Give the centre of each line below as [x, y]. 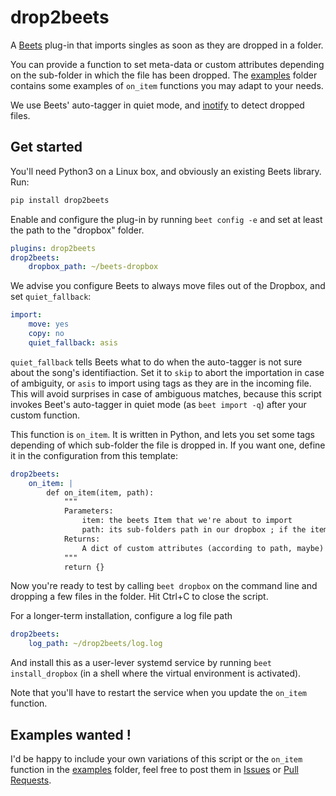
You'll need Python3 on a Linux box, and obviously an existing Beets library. [166, 171]
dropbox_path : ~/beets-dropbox [93, 267]
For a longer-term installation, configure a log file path [121, 616]
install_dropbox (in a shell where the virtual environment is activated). [156, 673]
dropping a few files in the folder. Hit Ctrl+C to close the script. [139, 597]
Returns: [82, 539]
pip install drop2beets [60, 200]
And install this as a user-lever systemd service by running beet [141, 663]
